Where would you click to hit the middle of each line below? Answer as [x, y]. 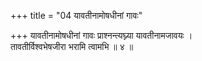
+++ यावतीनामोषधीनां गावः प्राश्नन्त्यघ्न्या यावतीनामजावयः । [101, 35]
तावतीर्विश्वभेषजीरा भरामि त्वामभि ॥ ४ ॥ [72, 46]
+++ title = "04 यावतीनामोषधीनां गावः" [76, 15]
